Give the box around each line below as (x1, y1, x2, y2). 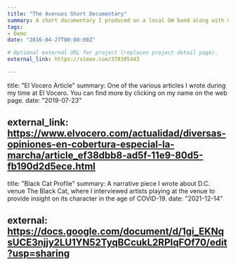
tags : (7, 23, 23, 30)
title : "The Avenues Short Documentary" (7, 10, 128, 18)
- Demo (7, 30, 27, 37)
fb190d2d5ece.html (7, 160, 96, 172)
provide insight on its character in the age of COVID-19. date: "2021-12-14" (7, 194, 223, 203)
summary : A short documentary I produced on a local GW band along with (7, 17, 225, 24)
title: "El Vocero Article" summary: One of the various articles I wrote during (7, 81, 226, 89)
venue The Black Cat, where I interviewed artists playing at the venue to (7, 186, 216, 195)
